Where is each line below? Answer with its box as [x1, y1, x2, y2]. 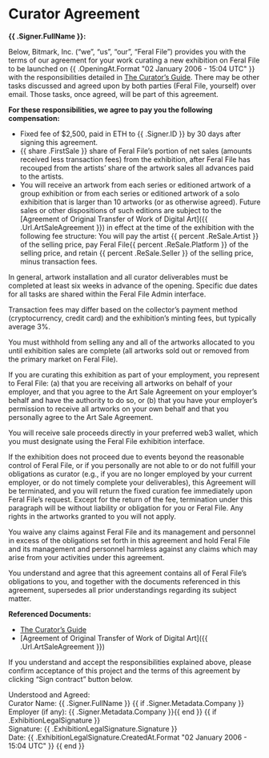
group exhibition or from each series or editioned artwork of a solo [19, 188, 240, 198]
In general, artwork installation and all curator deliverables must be [8, 272, 228, 281]
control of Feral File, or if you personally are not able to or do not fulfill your [8, 460, 256, 470]
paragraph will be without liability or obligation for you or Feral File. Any [8, 502, 244, 513]
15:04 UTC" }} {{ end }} [8, 740, 86, 750]
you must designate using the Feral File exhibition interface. [8, 436, 206, 446]
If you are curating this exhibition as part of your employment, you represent [8, 369, 260, 379]
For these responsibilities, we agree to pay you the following [8, 105, 213, 115]
